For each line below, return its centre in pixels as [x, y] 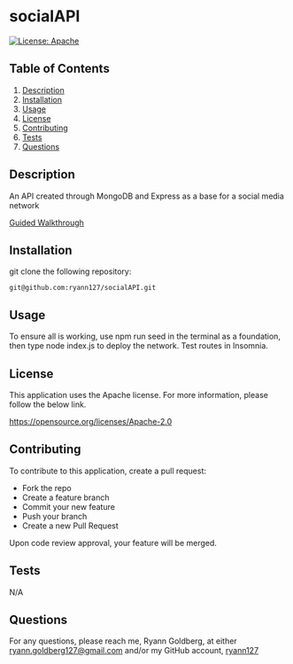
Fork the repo [47, 488]
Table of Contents [60, 69]
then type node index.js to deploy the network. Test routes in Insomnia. [139, 346]
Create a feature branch [66, 497]
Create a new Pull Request [70, 526]
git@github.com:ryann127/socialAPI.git [83, 288]
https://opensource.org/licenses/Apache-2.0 [91, 422]
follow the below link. [48, 404]
